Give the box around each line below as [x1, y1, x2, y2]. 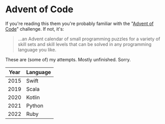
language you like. [17, 46, 57, 53]
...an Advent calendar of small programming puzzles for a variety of [17, 36, 160, 42]
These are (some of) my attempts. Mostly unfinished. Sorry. [5, 56, 131, 62]
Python [26, 102, 43, 109]
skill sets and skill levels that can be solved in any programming [17, 41, 152, 47]
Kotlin [26, 93, 40, 101]
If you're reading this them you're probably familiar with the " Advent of [5, 20, 154, 27]
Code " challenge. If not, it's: [5, 26, 64, 32]
